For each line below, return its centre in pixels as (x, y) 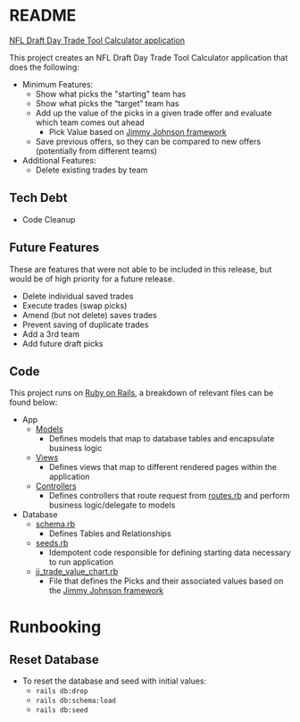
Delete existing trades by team (92, 170)
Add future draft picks (62, 343)
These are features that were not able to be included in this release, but (141, 269)
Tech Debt (38, 198)
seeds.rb (52, 543)
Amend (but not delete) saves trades (90, 315)
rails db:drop (62, 692)
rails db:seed (62, 710)
